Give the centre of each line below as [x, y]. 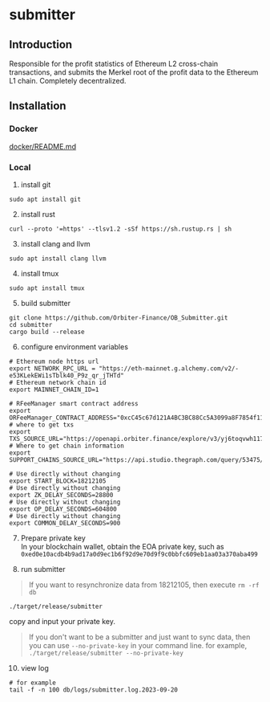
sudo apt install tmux [47, 288]
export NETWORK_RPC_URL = [52, 368]
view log [34, 667]
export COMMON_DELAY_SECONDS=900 [65, 523]
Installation [38, 106]
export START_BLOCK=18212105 [58, 481]
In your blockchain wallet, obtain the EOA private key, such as [122, 546]
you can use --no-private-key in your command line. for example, [138, 645]
